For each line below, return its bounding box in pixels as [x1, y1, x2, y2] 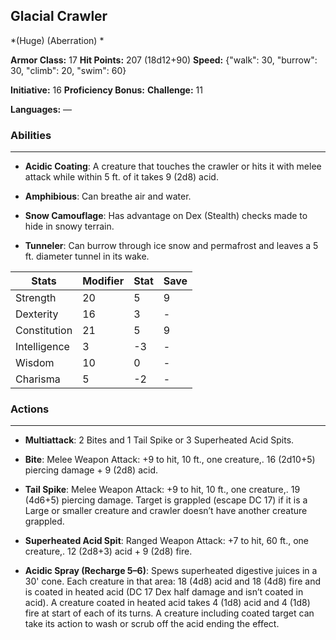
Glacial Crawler [10, 8, 108, 25]
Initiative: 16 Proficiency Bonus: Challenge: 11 [10, 84, 203, 96]
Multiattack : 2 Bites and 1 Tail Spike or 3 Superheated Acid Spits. [24, 434, 295, 446]
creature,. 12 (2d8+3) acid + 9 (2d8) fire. [24, 545, 193, 558]
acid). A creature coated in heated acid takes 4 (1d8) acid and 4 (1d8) [24, 597, 311, 609]
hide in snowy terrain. [24, 220, 115, 233]
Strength [15, 291, 57, 305]
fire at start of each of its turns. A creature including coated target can [24, 607, 315, 619]
